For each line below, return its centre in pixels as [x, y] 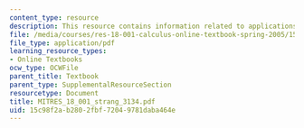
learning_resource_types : [58, 51]
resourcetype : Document [54, 93]
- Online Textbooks [46, 59]
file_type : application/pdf [62, 43]
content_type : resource [54, 18]
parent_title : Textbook [54, 77]
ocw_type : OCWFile [44, 69]
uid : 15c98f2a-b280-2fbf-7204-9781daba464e [93, 110]
